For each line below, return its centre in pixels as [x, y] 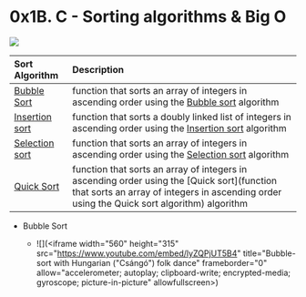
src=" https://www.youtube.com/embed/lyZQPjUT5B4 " [138, 253]
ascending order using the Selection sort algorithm [181, 154]
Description [98, 69]
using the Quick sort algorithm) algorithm [160, 203]
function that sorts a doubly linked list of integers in [182, 117]
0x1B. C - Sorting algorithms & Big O [148, 17]
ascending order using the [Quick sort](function [175, 180]
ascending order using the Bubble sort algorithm [176, 102]
